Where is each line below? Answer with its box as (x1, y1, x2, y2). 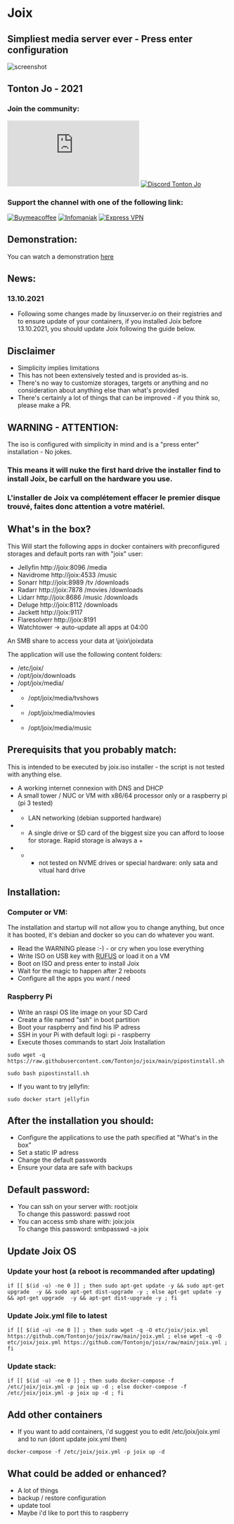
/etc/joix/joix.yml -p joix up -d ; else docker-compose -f (7, 1383, 188, 1390)
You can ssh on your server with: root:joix (17, 1203, 138, 1211)
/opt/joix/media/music (27, 723, 92, 732)
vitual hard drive (38, 866, 86, 874)
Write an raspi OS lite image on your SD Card (17, 1008, 148, 1016)
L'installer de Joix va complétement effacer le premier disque (7, 492, 221, 502)
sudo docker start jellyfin (7, 1096, 90, 1103)
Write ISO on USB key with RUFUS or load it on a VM (17, 952, 170, 961)
